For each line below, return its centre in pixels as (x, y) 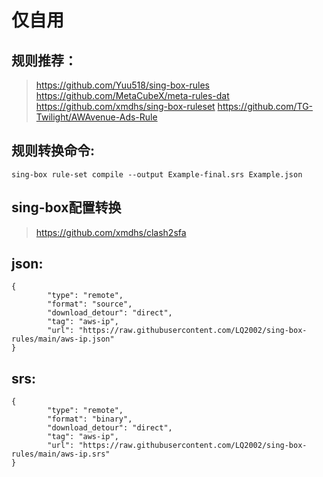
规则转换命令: (53, 151)
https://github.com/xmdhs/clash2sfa (111, 232)
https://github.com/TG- (265, 106)
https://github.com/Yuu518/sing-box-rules (122, 85)
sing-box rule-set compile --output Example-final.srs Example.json (157, 174)
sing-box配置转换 (66, 207)
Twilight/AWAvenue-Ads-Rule (96, 117)
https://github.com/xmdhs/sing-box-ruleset (125, 106)
